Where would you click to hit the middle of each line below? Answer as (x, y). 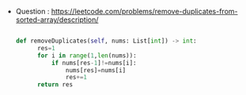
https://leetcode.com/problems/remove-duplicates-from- (144, 11)
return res (55, 85)
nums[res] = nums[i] (96, 70)
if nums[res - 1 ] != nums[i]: (94, 63)
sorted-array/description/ (57, 20)
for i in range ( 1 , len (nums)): (87, 55)
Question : (32, 11)
